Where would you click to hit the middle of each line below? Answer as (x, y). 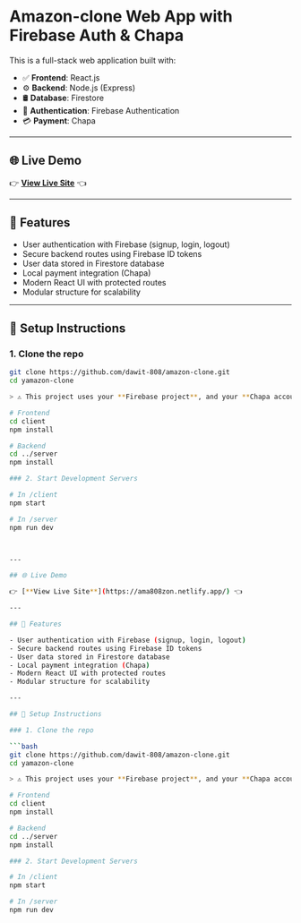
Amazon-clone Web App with (121, 17)
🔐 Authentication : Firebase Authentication (101, 110)
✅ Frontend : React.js (61, 77)
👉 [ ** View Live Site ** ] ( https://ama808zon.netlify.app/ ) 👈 (126, 592)
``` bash (24, 746)
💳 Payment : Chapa (59, 120)
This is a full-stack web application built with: (93, 60)
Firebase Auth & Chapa (97, 35)
